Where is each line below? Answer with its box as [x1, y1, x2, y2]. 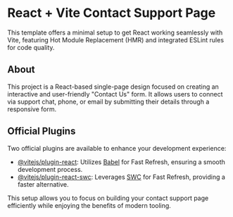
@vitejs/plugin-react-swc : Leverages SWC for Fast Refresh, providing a [17, 173, 225, 181]
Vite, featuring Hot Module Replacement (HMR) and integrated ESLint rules [7, 35, 224, 44]
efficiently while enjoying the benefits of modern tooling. [7, 201, 171, 209]
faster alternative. [17, 180, 69, 188]
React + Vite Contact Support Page [7, 5, 216, 21]
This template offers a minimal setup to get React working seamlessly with [7, 28, 223, 37]
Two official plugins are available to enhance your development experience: [7, 144, 227, 152]
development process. [17, 165, 83, 173]
